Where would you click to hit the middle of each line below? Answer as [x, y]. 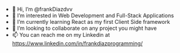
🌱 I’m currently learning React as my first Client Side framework [91, 22]
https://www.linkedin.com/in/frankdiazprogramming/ [77, 43]
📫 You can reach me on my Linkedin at [61, 35]
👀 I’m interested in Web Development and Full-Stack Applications [93, 15]
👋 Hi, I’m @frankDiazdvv [42, 9]
